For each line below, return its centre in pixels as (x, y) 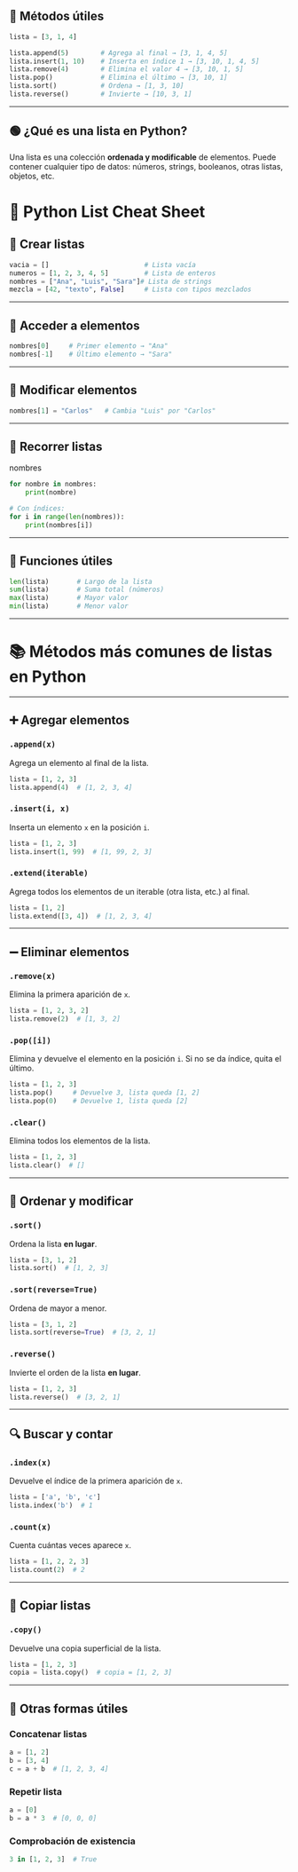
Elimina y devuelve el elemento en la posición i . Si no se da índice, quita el (145, 1059)
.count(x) (30, 1527)
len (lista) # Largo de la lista (81, 581)
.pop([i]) (30, 1040)
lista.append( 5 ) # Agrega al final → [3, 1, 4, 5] (118, 53)
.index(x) (30, 1462)
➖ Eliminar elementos (70, 952)
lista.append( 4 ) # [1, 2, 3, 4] (71, 787)
